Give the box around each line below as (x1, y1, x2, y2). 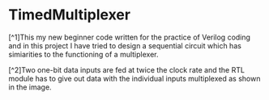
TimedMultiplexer (8, 6, 131, 24)
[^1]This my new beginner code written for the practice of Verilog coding (8, 32, 251, 42)
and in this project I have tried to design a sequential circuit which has (8, 40, 241, 50)
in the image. (8, 82, 52, 92)
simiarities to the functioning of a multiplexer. (8, 49, 159, 59)
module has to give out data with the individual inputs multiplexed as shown (8, 73, 261, 83)
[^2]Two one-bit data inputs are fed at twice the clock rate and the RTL (8, 65, 246, 74)
